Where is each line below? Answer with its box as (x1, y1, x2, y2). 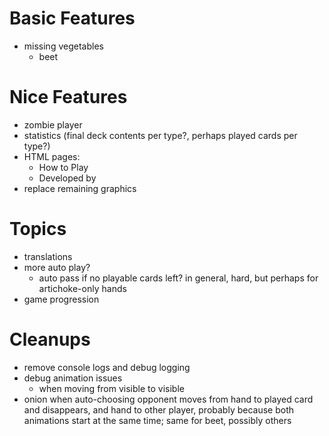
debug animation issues (23, 372, 123, 384)
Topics (9, 218, 67, 241)
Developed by (38, 172, 97, 184)
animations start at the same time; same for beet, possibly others (23, 414, 292, 426)
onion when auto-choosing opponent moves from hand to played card (23, 393, 314, 405)
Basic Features (9, 7, 136, 30)
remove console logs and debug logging (23, 361, 191, 373)
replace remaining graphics (23, 182, 137, 194)
